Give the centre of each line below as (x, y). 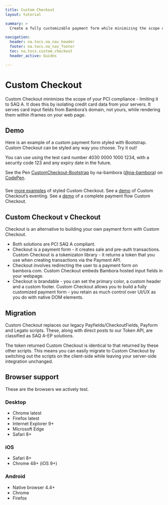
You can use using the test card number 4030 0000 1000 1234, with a (77, 158)
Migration (21, 313)
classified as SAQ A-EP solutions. (39, 336)
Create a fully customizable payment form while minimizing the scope (85, 28)
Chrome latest (27, 413)
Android (15, 476)
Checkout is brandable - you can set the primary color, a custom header (87, 281)
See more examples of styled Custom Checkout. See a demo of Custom (79, 191)
